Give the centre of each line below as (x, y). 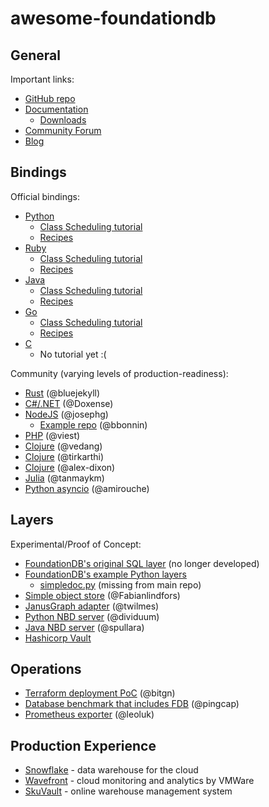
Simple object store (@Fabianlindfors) (102, 595)
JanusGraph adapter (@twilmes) (92, 606)
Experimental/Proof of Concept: (76, 544)
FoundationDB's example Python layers (105, 574)
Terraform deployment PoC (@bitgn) (100, 693)
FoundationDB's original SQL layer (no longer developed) (142, 563)
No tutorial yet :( (73, 354)
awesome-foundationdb (113, 18)
